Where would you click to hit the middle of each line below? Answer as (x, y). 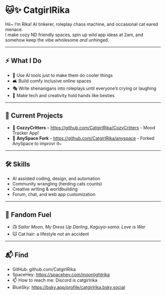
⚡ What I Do (23, 61)
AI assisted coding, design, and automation (56, 178)
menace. (14, 29)
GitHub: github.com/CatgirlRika (44, 269)
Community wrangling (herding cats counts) (57, 184)
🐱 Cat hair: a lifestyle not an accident (50, 234)
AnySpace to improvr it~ (37, 143)
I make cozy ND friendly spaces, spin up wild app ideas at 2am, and (74, 35)
